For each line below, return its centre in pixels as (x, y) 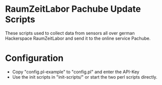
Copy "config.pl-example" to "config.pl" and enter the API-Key (76, 72)
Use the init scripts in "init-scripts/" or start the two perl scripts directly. (85, 77)
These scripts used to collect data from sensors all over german (70, 33)
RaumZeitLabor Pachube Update (73, 9)
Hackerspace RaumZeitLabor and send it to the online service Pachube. (78, 38)
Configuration (34, 58)
